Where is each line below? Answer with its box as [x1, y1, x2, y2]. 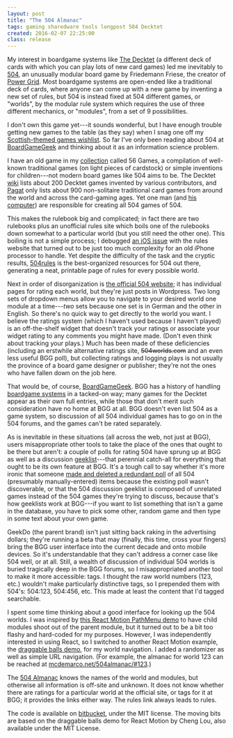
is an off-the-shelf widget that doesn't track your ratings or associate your [7, 324, 220, 333]
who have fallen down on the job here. [7, 369, 117, 377]
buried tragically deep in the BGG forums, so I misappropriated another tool [7, 565, 223, 573]
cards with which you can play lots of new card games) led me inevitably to [7, 63, 223, 71]
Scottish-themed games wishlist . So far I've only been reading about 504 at [7, 135, 224, 144]
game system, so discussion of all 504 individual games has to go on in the [7, 412, 223, 421]
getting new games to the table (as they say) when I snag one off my [7, 128, 204, 137]
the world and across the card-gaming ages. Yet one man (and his [7, 193, 197, 202]
